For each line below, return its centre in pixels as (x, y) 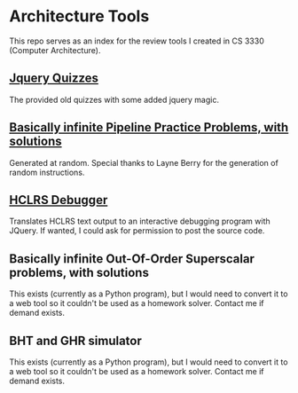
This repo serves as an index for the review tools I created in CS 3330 (137, 41)
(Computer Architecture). (55, 50)
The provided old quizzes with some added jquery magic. (114, 99)
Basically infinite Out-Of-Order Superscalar (132, 259)
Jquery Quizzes (54, 79)
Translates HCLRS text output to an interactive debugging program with (140, 221)
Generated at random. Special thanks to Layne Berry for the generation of (144, 162)
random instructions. (47, 172)
